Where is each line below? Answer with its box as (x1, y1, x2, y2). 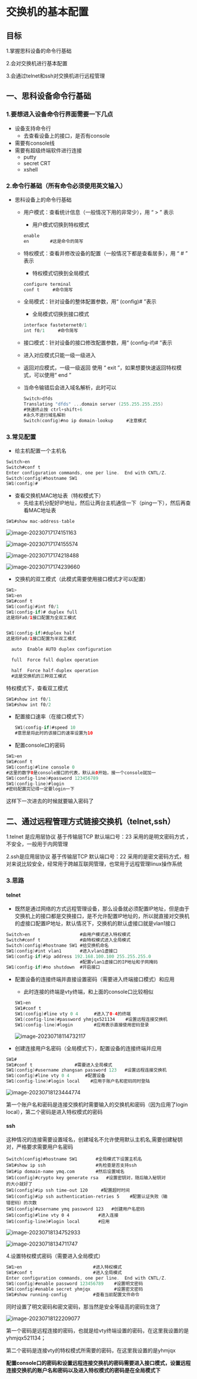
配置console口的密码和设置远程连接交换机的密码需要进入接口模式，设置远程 (6, 1359, 191, 1366)
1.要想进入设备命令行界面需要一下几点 (6, 110, 113, 118)
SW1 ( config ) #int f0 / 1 (6, 603, 59, 609)
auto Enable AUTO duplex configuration (11, 646, 112, 653)
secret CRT (23, 159, 51, 166)
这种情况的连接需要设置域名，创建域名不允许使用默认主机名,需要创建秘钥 (6, 1136, 183, 1143)
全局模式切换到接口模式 (32, 310, 89, 318)
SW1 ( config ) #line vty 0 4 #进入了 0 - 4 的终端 (14, 1011, 131, 1017)
